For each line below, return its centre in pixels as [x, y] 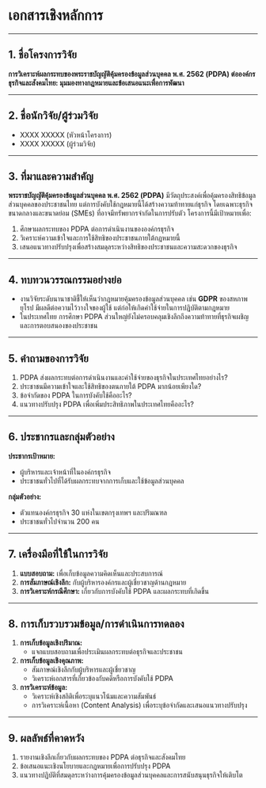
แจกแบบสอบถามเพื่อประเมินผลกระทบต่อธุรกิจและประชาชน [107, 652]
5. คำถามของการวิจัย [48, 358]
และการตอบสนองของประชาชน [59, 325]
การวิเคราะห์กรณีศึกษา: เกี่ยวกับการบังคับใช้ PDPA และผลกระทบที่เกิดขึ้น [114, 591]
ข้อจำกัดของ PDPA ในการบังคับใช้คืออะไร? [76, 395]
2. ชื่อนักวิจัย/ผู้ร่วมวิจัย [53, 116]
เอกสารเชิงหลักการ [56, 15]
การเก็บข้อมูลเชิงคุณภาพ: [51, 660]
